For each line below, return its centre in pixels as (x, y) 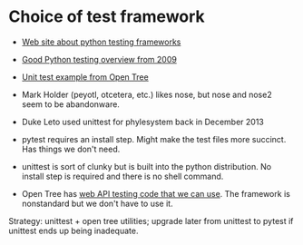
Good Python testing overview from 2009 (99, 59)
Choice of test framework (107, 17)
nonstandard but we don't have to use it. (97, 203)
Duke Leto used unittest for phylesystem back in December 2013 (142, 122)
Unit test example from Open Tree (85, 77)
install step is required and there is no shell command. (122, 176)
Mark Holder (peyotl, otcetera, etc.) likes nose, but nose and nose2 (147, 94)
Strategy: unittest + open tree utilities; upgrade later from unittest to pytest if (151, 220)
